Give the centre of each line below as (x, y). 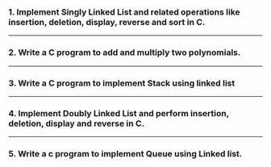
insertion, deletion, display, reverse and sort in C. (107, 22)
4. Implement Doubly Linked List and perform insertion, (119, 113)
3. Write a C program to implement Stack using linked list (122, 83)
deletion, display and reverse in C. (77, 123)
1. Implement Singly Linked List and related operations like (124, 12)
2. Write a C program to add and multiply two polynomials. (125, 52)
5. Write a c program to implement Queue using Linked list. (125, 154)
